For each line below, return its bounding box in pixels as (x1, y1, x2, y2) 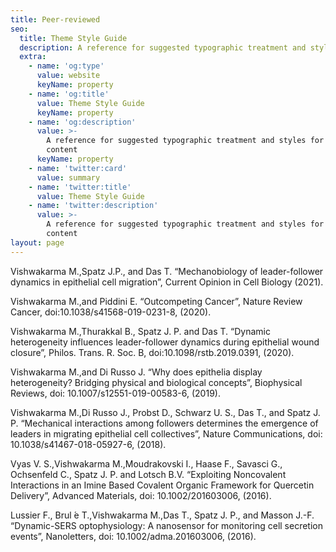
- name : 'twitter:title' (28, 182, 132, 192)
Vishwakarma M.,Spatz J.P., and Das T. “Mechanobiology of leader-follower (10, 265, 324, 277)
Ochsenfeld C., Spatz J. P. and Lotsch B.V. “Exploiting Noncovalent (10, 468, 287, 480)
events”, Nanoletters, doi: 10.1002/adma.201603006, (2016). (10, 530, 257, 542)
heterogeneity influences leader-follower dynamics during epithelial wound (10, 336, 320, 348)
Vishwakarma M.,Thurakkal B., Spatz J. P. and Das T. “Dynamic (10, 325, 271, 337)
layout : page (10, 237, 65, 248)
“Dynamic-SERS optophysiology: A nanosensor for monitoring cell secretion (10, 519, 323, 531)
